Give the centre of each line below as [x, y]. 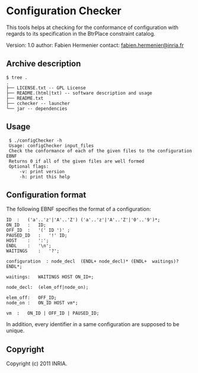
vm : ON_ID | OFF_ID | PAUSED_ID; [53, 313]
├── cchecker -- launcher [38, 103]
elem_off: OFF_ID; [32, 298]
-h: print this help [44, 177]
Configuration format [46, 195]
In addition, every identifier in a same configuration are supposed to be [93, 324]
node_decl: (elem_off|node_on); [47, 288]
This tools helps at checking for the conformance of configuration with [92, 27]
